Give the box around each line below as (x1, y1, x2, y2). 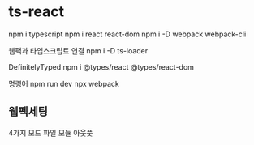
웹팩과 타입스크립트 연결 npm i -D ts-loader (8, 45, 149, 55)
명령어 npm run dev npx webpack (8, 79, 119, 88)
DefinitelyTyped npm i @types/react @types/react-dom (8, 62, 195, 71)
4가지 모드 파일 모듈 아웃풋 (8, 128, 93, 138)
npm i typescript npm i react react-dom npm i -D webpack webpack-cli (8, 29, 247, 39)
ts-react (8, 2, 65, 21)
